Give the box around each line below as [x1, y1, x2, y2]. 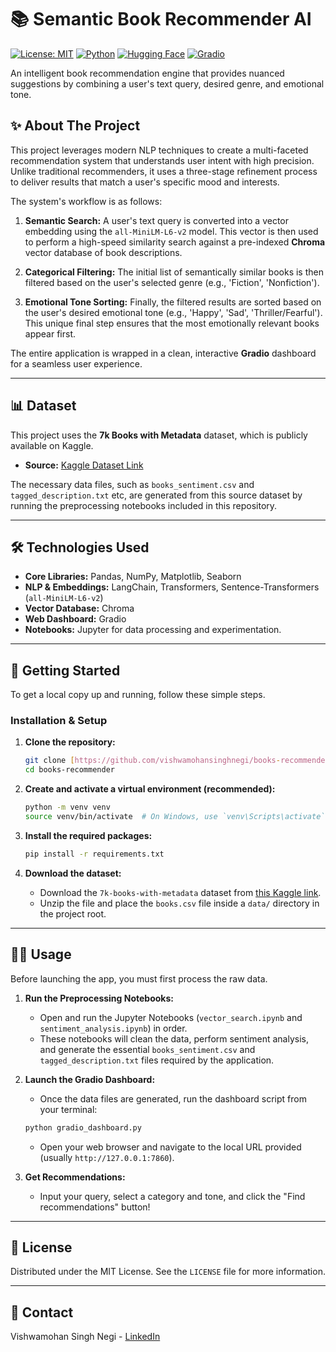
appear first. [24, 327, 77, 340]
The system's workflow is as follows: [10, 195, 163, 207]
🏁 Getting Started [10, 662, 121, 679]
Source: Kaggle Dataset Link [24, 459, 144, 471]
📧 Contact [10, 1304, 74, 1321]
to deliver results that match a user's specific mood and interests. [10, 176, 280, 188]
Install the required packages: [24, 829, 153, 841]
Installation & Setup [10, 714, 108, 728]
